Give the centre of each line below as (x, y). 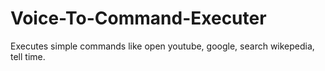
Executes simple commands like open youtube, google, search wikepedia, (162, 46)
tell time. (28, 56)
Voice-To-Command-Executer (138, 18)
